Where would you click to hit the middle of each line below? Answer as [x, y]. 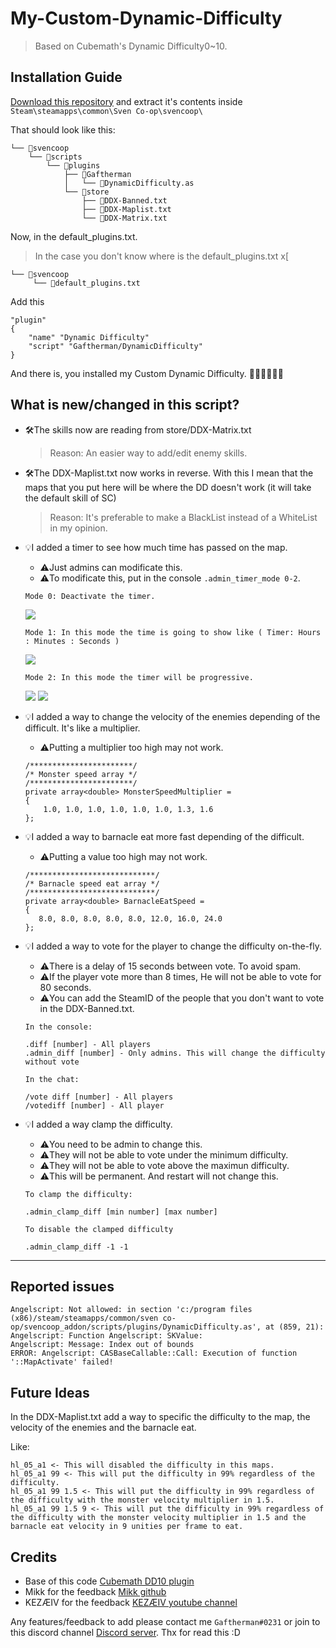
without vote [52, 1062]
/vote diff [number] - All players [99, 1097]
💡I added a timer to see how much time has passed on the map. [156, 547]
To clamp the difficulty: [78, 1194]
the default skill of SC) [70, 498]
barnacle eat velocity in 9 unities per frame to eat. [127, 1527]
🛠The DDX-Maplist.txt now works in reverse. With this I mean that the [169, 473]
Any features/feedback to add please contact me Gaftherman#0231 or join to [165, 1621]
